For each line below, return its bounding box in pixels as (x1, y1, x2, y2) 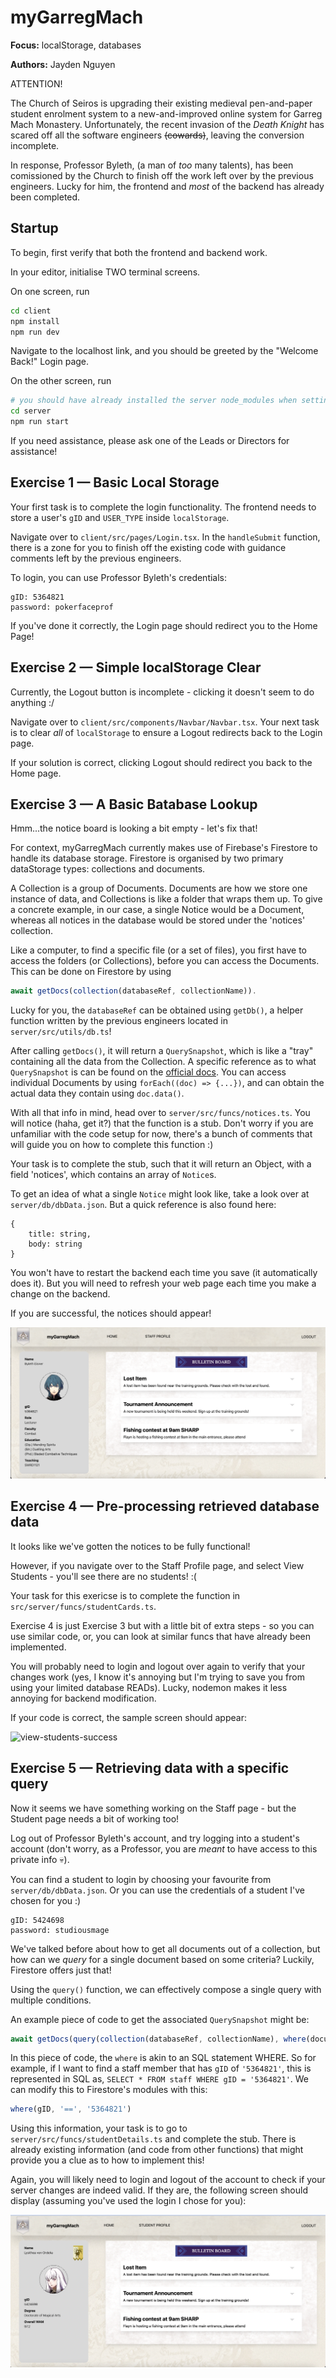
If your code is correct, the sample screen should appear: (10, 1711, 247, 1723)
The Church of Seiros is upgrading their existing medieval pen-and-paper (10, 97, 313, 109)
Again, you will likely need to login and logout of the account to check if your (10, 2174, 326, 2186)
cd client (10, 306, 52, 316)
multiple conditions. (10, 1994, 92, 2006)
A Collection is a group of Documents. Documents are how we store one (10, 882, 308, 895)
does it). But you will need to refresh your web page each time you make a (10, 1277, 317, 1290)
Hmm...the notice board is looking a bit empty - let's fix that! (10, 822, 258, 835)
